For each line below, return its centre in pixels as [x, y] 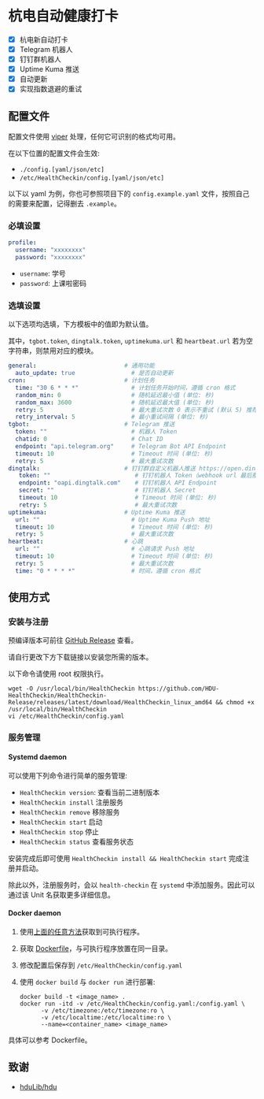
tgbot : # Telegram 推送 [92, 425]
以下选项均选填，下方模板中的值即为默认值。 [81, 325]
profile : [22, 243]
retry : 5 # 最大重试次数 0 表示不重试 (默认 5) [129, 410]
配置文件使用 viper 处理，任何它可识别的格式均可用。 [94, 137]
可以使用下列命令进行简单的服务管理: [68, 775]
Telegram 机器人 [46, 49]
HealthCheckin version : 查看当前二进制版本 [90, 792]
